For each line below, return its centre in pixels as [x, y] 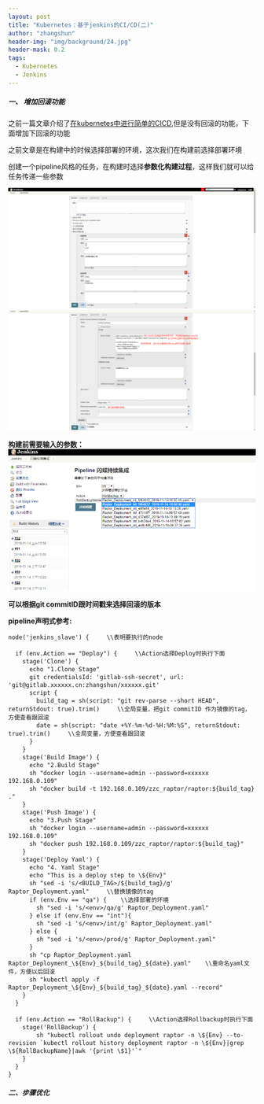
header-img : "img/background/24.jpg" [70, 42]
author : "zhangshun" [42, 33]
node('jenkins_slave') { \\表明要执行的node [86, 637]
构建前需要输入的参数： [46, 444]
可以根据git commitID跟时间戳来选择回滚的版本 [84, 604]
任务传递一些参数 [36, 176]
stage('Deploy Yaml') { [61, 859]
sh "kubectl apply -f [64, 980]
